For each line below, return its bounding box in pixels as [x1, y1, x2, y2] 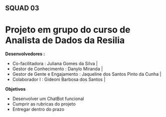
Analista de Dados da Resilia [5, 34, 125, 46]
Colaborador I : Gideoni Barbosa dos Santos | [12, 77, 106, 83]
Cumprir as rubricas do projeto [12, 101, 76, 107]
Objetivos [5, 86, 26, 92]
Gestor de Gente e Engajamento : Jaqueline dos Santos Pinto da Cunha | [12, 71, 162, 77]
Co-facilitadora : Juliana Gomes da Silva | [12, 61, 98, 67]
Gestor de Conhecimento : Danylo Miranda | [12, 66, 103, 72]
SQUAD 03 [5, 4, 39, 12]
